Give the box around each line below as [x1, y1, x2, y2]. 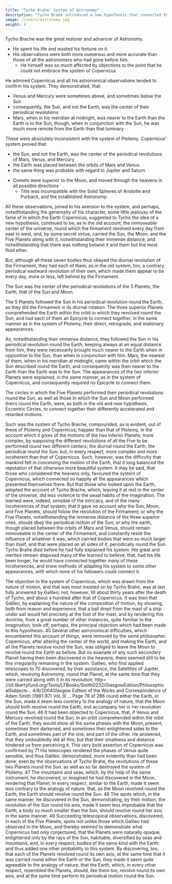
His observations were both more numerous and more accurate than [12, 51, 157, 57]
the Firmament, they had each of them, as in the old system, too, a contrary [5, 263, 165, 269]
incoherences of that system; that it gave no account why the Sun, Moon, [5, 503, 160, 509]
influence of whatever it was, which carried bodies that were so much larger [5, 536, 166, 542]
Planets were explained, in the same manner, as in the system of [5, 374, 141, 380]
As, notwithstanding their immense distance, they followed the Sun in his [5, 336, 159, 342]
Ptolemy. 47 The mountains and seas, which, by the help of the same [5, 769, 151, 775]
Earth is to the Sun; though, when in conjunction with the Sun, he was [12, 120, 160, 126]
